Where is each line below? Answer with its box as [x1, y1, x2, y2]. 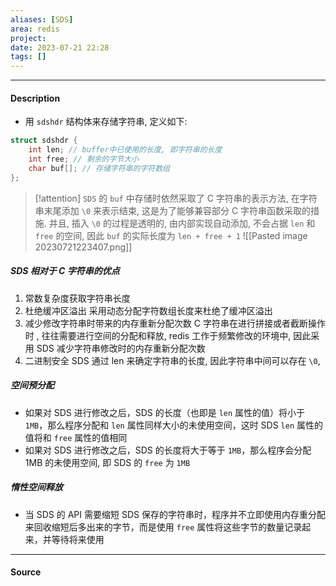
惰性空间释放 [10, 481, 63, 493]
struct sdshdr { [10, 136, 78, 146]
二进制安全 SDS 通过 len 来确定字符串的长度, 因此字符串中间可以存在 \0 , [24, 354, 321, 366]
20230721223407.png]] [34, 241, 133, 253]
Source [10, 566, 42, 578]
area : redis [10, 24, 60, 34]
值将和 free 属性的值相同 [24, 431, 128, 443]
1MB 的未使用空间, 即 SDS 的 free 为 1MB [24, 456, 191, 468]
